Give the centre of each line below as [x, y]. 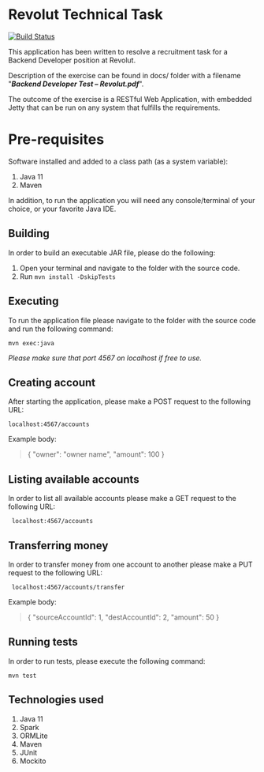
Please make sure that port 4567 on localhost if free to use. [105, 358]
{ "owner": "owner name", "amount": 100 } [96, 454]
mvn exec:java [32, 343]
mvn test [22, 676]
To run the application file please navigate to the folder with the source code [132, 320]
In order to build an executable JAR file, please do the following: [112, 252]
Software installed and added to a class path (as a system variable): [118, 161]
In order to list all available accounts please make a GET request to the [122, 499]
